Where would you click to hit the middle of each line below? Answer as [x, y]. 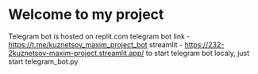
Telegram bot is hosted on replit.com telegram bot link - [99, 36]
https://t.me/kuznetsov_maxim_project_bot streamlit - [96, 44]
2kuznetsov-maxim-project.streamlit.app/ [76, 53]
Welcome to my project [86, 15]
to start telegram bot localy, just [198, 53]
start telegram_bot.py [43, 61]
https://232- [204, 44]
